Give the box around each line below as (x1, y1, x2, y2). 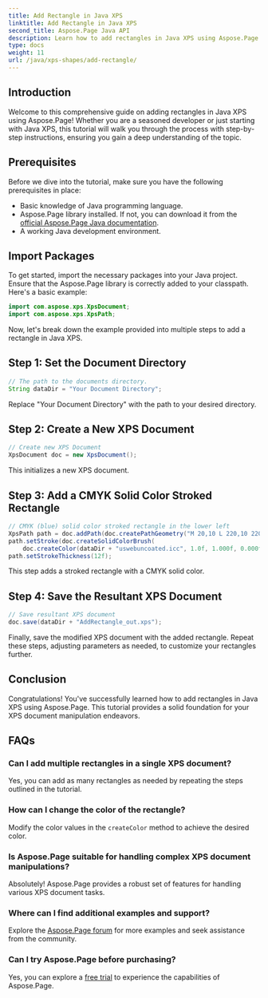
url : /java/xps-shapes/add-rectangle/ (8, 57, 137, 65)
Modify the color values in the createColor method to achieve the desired (8, 822, 250, 832)
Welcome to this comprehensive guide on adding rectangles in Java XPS (8, 107, 247, 117)
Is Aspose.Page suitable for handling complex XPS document (8, 851, 251, 862)
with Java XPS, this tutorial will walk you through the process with (8, 124, 225, 133)
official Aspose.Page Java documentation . (19, 217, 160, 228)
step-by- (226, 124, 255, 133)
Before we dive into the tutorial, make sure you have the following (8, 176, 223, 186)
